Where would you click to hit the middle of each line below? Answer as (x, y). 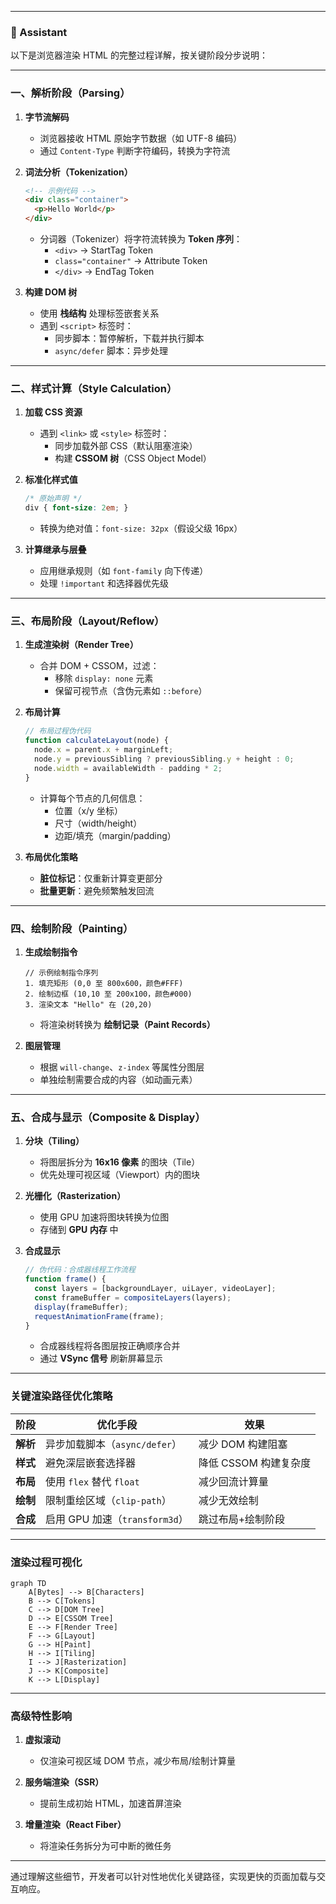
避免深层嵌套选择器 (91, 1463)
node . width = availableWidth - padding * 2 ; (128, 768)
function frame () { (65, 1279)
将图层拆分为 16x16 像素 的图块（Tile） (120, 1162)
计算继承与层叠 (55, 550)
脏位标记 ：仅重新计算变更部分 (101, 878)
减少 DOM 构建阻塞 (243, 1444)
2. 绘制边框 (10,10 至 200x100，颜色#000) (108, 994)
